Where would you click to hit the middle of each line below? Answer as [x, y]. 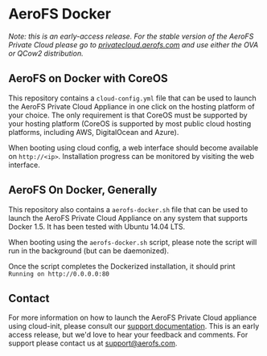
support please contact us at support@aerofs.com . [93, 343]
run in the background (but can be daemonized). [88, 251]
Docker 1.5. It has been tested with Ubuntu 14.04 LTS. [97, 227]
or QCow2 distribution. [46, 53]
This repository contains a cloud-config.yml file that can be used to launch [132, 98]
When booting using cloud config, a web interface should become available [133, 147]
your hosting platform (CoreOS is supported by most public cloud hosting [130, 123]
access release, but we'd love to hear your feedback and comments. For [128, 335]
